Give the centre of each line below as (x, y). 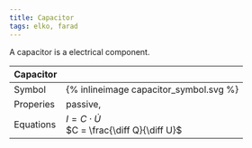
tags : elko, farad (44, 26)
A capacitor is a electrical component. (80, 51)
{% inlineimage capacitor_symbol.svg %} (153, 89)
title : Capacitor (42, 18)
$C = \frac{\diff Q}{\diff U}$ (124, 130)
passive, (84, 104)
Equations (35, 125)
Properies (35, 104)
